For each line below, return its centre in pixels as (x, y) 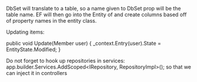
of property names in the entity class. (51, 21)
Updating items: (25, 32)
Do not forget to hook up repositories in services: (66, 61)
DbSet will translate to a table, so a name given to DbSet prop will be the (94, 8)
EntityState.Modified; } (33, 49)
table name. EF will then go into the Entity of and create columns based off (96, 15)
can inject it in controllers (37, 73)
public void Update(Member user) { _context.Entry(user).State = (84, 43)
